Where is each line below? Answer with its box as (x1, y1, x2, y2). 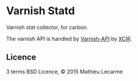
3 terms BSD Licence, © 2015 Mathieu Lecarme (6, 68, 123, 75)
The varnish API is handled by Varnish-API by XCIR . (6, 35, 133, 42)
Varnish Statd (6, 4, 76, 18)
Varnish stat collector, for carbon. (6, 24, 88, 31)
